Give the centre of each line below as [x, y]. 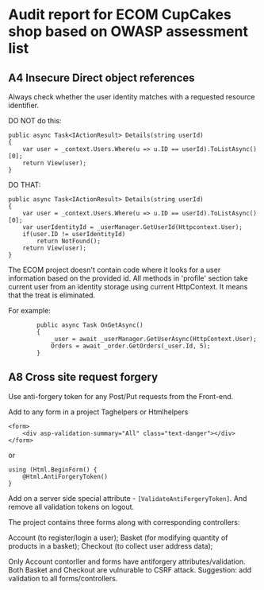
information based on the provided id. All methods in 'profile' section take [128, 278]
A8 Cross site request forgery [83, 377]
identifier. [24, 105]
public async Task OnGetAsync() [90, 325]
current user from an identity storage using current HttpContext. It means [128, 287]
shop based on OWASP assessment [128, 31]
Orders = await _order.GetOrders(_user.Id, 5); [131, 346]
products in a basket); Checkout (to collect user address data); [111, 545]
